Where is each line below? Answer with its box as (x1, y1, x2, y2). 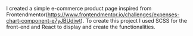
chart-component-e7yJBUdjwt (6, 17, 82, 24)
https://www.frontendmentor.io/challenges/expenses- (47, 11, 180, 18)
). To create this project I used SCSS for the (80, 17, 188, 24)
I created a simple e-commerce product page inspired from (6, 5, 152, 12)
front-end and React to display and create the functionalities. (6, 23, 156, 30)
